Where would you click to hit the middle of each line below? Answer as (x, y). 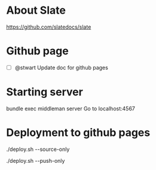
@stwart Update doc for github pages (62, 67)
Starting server (45, 92)
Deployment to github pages (78, 133)
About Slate (36, 10)
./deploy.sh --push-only (36, 160)
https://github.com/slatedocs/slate (49, 27)
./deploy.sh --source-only (38, 149)
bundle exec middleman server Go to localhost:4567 (71, 109)
